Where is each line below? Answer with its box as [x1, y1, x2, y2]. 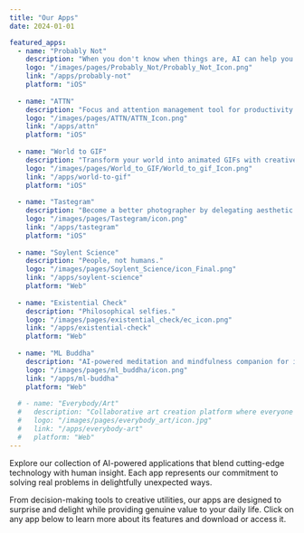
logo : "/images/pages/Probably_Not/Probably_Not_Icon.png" [25, 63, 253, 72]
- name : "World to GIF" [17, 147, 107, 156]
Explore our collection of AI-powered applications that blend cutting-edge [9, 457, 285, 468]
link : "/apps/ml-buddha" [25, 374, 119, 383]
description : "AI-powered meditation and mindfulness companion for [25, 357, 290, 366]
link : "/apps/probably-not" [25, 71, 131, 81]
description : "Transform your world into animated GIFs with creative [25, 155, 298, 164]
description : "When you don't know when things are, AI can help [25, 55, 278, 64]
